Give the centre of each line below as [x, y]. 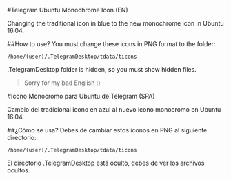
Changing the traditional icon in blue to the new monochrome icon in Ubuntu [115, 23]
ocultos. [19, 170]
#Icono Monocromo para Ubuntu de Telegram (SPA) [81, 96]
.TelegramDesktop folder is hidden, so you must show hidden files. [102, 69]
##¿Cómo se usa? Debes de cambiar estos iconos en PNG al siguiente [107, 130]
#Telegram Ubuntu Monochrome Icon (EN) [68, 10]
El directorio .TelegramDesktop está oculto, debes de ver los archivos [106, 163]
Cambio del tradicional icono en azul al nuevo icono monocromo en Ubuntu [114, 109]
